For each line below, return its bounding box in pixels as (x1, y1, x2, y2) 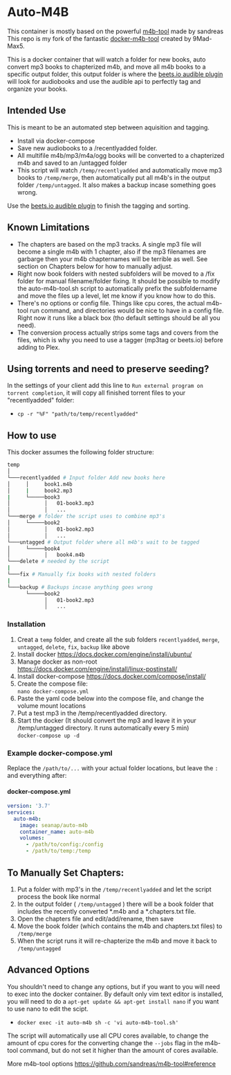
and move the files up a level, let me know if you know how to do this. (17, 292, 216, 300)
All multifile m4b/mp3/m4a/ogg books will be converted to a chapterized (17, 151, 225, 159)
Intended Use (7, 105, 66, 116)
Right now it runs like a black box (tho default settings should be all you (17, 313, 221, 322)
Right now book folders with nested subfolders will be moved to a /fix (17, 269, 215, 278)
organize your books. (7, 85, 68, 93)
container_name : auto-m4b (19, 828, 95, 835)
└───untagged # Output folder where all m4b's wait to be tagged (7, 538, 199, 546)
